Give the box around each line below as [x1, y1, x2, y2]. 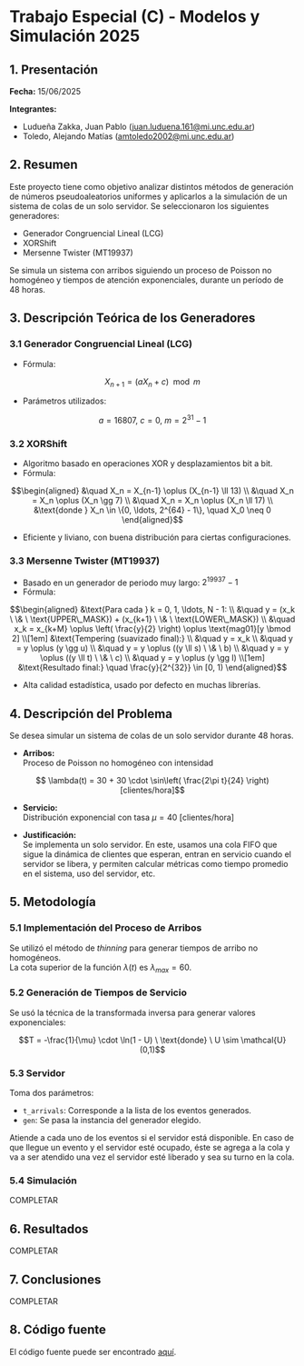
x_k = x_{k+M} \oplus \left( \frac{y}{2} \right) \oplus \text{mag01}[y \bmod [14, 623, 291, 634]
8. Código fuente [9, 1322, 107, 1338]
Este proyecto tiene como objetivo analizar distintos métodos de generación [9, 181, 294, 192]
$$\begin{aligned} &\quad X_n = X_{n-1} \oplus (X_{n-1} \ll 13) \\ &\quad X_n [10, 485, 295, 496]
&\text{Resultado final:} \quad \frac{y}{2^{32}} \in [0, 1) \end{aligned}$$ [17, 662, 288, 673]
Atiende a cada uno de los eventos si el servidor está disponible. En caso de [9, 1132, 295, 1143]
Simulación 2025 [9, 25, 141, 46]
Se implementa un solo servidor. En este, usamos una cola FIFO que [22, 839, 278, 851]
